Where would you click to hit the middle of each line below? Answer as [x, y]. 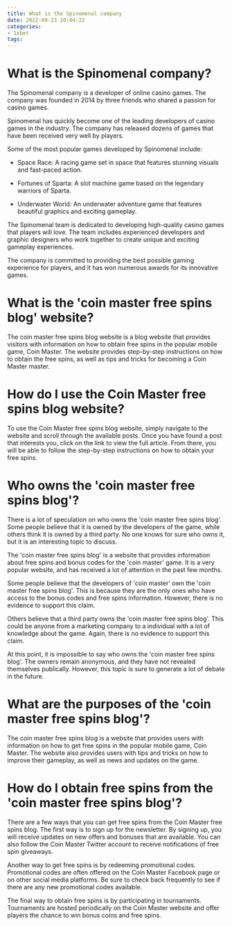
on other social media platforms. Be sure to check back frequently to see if [114, 880]
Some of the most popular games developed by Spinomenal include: [105, 149]
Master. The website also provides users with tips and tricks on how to [108, 753]
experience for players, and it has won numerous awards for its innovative [113, 268]
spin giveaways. [30, 851]
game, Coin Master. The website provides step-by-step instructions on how [115, 351]
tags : [15, 39]
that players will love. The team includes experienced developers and [106, 232]
